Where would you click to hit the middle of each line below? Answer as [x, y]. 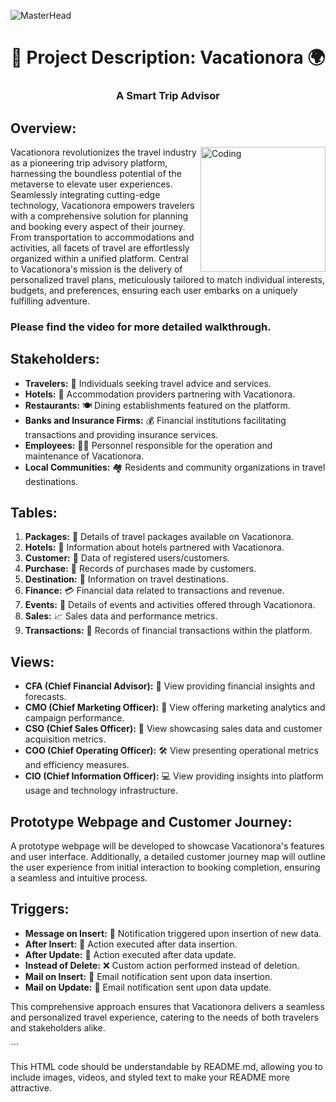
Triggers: [40, 909]
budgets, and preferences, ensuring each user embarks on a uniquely [154, 290]
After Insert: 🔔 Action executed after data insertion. [131, 944]
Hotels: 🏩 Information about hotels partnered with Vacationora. [154, 547]
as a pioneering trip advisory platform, [89, 162]
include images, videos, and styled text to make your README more [150, 1077]
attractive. [31, 1087]
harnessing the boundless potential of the [96, 173]
